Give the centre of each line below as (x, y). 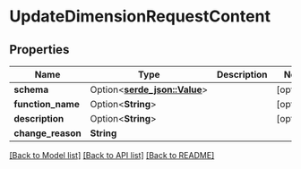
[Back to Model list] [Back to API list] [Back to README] (112, 155)
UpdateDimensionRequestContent (140, 17)
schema (31, 89)
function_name (47, 104)
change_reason (48, 133)
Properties (39, 50)
